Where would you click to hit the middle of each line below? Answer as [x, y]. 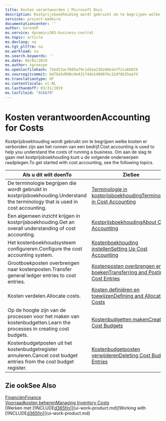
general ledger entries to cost [42, 276]
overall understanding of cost [42, 229]
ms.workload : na [22, 51]
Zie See [131, 175]
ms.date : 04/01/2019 [26, 60]
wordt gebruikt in [27, 189]
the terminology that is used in [43, 202]
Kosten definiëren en [115, 290]
